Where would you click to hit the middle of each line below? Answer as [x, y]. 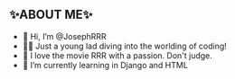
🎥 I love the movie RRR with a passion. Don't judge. [117, 55]
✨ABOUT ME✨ [51, 15]
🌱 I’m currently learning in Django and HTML [105, 65]
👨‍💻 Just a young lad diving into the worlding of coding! [125, 46]
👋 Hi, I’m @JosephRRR [64, 36]
